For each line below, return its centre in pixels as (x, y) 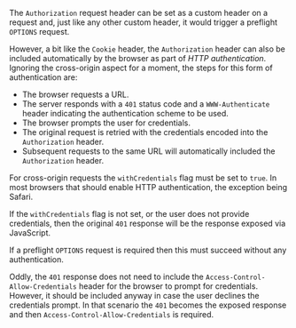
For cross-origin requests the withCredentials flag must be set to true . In (143, 178)
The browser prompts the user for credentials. (106, 123)
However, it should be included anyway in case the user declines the (134, 296)
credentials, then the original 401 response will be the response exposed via (148, 223)
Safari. (21, 196)
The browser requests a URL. (75, 94)
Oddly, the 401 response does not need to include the (106, 276)
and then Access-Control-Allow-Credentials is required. (112, 314)
